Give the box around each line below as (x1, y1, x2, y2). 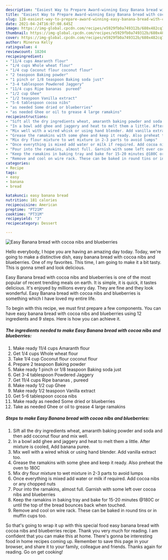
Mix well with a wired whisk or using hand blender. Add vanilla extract (12, 448, 157, 455)
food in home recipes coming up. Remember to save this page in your (5, 538, 149, 544)
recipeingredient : (5, 53, 44, 59)
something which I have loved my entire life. (5, 295, 96, 301)
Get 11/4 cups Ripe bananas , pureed (12, 377, 89, 383)
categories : (5, 160, 30, 165)
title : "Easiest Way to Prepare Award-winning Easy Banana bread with (5, 12, 156, 17)
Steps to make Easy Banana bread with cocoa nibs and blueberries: (5, 415, 150, 421)
